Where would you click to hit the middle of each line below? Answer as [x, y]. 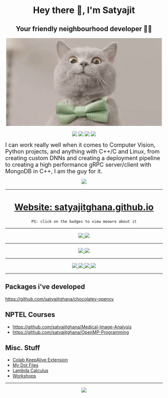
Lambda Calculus [30, 370]
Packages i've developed [45, 287]
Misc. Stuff [23, 348]
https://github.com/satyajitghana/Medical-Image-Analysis [72, 327]
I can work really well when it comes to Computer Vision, [80, 145]
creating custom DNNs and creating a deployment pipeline [83, 158]
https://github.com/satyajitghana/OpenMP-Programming [70, 332]
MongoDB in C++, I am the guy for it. [54, 171]
